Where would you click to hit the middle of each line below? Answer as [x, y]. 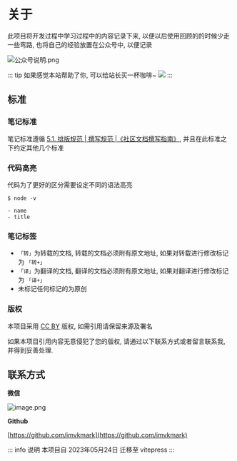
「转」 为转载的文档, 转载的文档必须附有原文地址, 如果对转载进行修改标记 [123, 253]
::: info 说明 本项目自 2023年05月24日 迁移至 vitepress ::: [91, 450]
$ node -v [22, 198]
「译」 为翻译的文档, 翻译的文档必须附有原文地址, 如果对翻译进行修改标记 [123, 271]
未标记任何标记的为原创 [52, 289]
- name [17, 211]
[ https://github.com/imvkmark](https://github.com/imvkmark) [97, 435]
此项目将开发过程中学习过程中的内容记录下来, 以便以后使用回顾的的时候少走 [118, 36]
